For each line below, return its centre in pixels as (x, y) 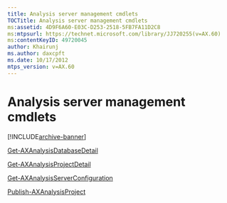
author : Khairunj (33, 47)
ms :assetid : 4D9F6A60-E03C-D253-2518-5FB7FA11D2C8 (84, 27)
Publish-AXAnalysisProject (47, 192)
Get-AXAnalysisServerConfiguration (60, 177)
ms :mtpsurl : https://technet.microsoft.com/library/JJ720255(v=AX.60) (114, 34)
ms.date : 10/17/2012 (38, 60)
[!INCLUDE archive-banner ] (47, 136)
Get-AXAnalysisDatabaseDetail (53, 150)
